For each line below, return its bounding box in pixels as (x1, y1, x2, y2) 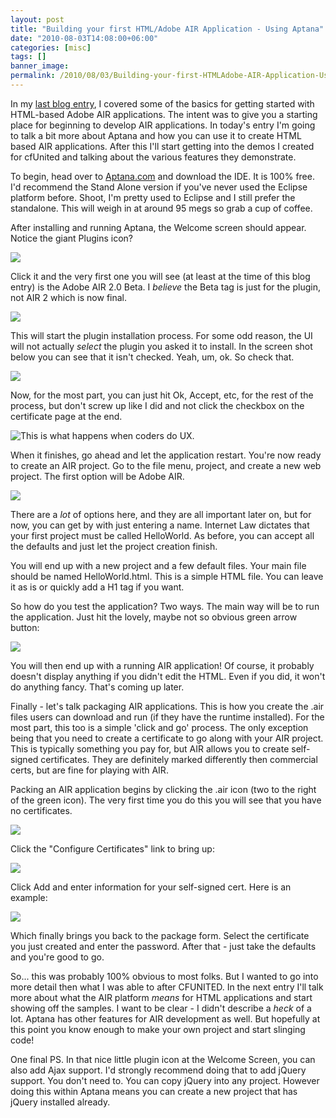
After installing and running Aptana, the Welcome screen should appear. (10, 221, 307, 233)
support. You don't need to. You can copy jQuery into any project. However (10, 1074, 320, 1086)
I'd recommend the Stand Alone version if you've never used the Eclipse (10, 181, 308, 193)
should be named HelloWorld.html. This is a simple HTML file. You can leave (10, 570, 324, 582)
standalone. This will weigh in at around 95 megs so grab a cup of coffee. (10, 202, 313, 214)
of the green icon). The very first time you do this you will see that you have (10, 794, 322, 806)
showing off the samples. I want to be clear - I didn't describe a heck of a (10, 1002, 312, 1014)
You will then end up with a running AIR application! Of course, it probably (10, 659, 315, 671)
